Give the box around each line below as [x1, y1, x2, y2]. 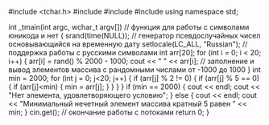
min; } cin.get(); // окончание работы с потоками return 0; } [8, 107, 209, 117]
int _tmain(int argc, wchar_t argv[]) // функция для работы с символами [8, 22, 250, 31]
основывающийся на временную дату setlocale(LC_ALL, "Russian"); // [8, 39, 248, 49]
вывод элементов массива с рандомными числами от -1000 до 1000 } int [8, 65, 262, 75]
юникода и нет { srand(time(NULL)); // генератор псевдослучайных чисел [8, 31, 261, 40]
